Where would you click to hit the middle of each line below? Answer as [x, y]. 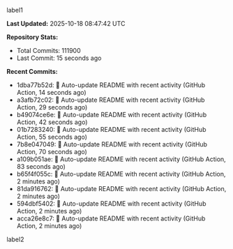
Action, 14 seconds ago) [51, 92]
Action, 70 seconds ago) [52, 152]
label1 [15, 10]
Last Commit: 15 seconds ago [59, 58]
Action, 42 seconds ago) [52, 122]
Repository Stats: [32, 37]
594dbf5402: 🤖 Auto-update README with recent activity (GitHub [111, 204]
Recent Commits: [32, 71]
